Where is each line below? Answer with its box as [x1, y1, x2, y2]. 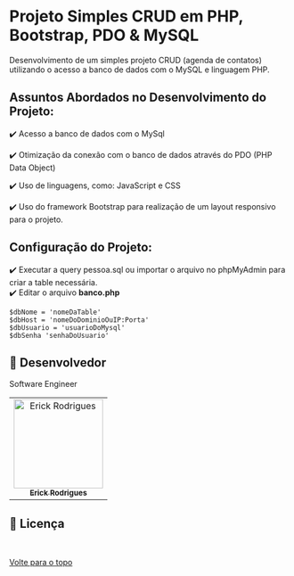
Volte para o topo [9, 557, 73, 568]
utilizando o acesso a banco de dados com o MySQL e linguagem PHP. [9, 64, 270, 75]
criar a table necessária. [9, 276, 98, 287]
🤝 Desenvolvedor [9, 355, 107, 370]
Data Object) [9, 162, 56, 173]
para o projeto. [9, 214, 64, 225]
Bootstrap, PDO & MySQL [9, 25, 200, 45]
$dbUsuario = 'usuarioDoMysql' [9, 323, 126, 332]
